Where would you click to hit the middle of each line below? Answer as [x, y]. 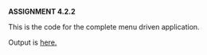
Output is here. [33, 42]
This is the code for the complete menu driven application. [104, 27]
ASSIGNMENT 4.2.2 [42, 12]
